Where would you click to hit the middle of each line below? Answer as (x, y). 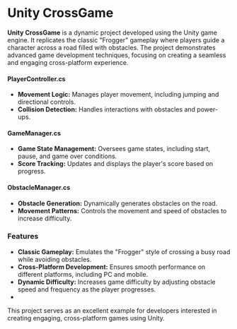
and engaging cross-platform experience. (68, 62)
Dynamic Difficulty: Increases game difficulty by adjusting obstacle (116, 282)
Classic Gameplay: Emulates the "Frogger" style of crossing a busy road (124, 251)
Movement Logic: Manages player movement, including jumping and (118, 95)
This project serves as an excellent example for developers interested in (112, 310)
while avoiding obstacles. (54, 259)
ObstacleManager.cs (39, 187)
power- (207, 109)
